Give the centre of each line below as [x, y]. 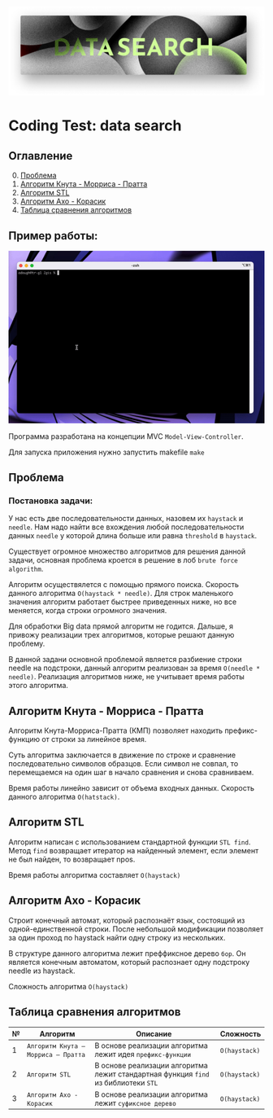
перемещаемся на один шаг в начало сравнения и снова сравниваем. [131, 773]
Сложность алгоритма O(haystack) [68, 986]
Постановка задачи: [51, 501]
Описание [154, 1033]
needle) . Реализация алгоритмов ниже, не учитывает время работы [127, 677]
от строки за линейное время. [94, 739]
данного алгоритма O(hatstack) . [64, 797]
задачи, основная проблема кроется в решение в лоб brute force [123, 560]
